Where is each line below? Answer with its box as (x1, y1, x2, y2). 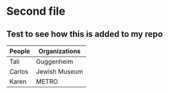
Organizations (39, 47, 81, 55)
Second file (6, 4, 66, 18)
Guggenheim (36, 57, 73, 66)
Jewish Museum (36, 68, 84, 76)
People (9, 47, 31, 55)
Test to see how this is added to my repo (6, 29, 163, 39)
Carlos (9, 68, 29, 76)
